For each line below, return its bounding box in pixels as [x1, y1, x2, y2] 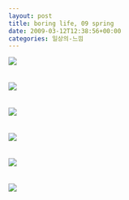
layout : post [8, 11, 53, 20]
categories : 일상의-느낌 [8, 34, 84, 43]
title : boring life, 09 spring [8, 19, 114, 28]
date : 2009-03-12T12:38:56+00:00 [8, 27, 122, 35]
